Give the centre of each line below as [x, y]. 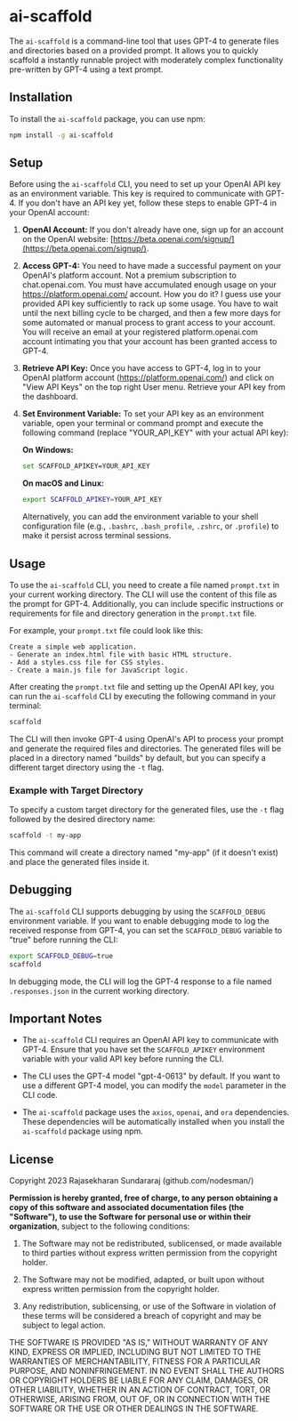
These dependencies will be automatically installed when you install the [153, 1122]
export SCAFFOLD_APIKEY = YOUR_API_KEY [92, 500]
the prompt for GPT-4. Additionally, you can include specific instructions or [147, 604]
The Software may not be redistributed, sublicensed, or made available [152, 1244]
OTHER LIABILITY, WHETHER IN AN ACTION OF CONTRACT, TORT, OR [140, 1390]
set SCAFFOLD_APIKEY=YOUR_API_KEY [86, 466]
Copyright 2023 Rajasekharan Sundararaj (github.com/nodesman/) [132, 1181]
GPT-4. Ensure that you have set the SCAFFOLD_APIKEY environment [143, 1050]
